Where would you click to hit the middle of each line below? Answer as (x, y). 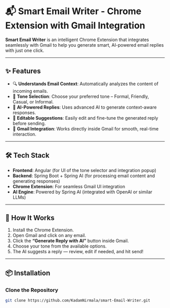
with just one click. (25, 50)
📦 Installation (28, 273)
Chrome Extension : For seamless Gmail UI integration (69, 186)
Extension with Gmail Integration (75, 26)
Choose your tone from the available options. (60, 246)
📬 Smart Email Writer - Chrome (73, 11)
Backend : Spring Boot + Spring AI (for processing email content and (84, 176)
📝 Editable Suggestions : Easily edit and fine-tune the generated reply (85, 118)
